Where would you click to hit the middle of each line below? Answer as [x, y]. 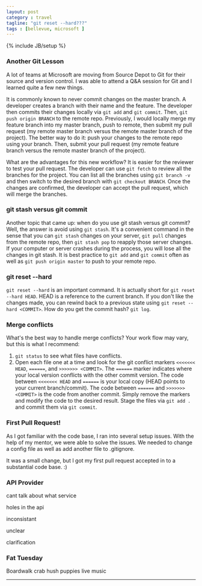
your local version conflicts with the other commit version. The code [99, 375]
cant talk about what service [41, 496]
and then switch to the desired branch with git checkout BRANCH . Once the [98, 181]
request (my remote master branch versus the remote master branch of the [99, 131]
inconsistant [21, 519]
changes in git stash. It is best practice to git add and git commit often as [98, 254]
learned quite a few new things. [45, 87]
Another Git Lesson [35, 61]
